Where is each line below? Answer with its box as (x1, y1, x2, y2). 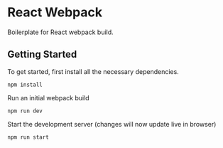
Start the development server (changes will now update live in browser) (7, 120, 217, 128)
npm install (7, 81, 43, 88)
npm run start (7, 133, 50, 141)
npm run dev (7, 107, 43, 115)
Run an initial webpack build (7, 93, 90, 102)
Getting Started (7, 48, 77, 60)
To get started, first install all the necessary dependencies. (7, 67, 179, 75)
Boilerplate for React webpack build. (7, 28, 114, 36)
